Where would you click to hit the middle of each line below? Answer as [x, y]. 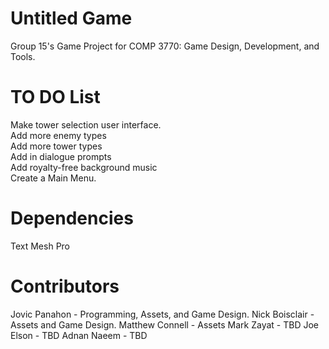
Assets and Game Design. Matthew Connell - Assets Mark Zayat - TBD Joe [165, 324]
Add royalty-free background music [84, 167]
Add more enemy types [58, 135]
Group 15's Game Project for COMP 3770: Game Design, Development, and [165, 46]
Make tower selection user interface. [86, 124]
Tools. [23, 56]
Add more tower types [56, 146]
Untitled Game [71, 18]
